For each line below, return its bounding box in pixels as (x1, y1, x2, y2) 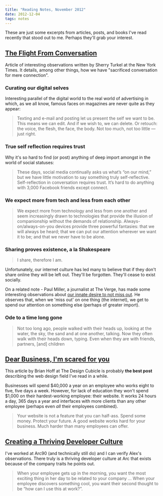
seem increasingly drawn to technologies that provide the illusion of (17, 213, 153, 219)
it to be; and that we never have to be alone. (17, 234, 106, 240)
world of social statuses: (5, 159, 54, 165)
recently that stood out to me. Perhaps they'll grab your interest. (5, 35, 134, 41)
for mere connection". (5, 72, 49, 78)
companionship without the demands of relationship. (17, 218, 123, 224)
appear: (5, 106, 21, 112)
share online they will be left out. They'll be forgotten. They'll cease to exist (5, 272, 156, 278)
